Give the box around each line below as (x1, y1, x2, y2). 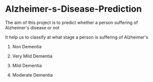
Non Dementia (12, 43, 42, 49)
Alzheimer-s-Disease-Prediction (5, 3, 142, 15)
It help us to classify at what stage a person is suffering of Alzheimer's (5, 34, 149, 40)
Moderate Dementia (12, 72, 53, 78)
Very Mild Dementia (12, 53, 53, 59)
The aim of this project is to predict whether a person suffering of (5, 20, 138, 25)
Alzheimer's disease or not (5, 24, 60, 30)
